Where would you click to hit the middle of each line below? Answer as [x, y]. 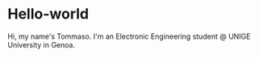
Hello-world [48, 14]
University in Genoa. [42, 44]
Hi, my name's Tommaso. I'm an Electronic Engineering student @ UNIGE [129, 36]
